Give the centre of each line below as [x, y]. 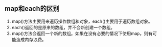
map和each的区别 [32, 9]
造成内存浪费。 [31, 39]
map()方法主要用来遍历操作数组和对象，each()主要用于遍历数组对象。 [82, 21]
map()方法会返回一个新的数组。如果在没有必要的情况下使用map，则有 [82, 33]
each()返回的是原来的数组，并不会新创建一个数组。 [63, 27]
